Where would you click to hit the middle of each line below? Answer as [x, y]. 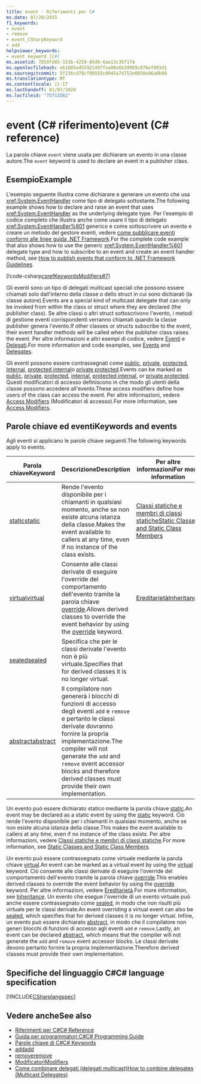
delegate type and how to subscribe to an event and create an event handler [100, 251]
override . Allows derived [95, 609]
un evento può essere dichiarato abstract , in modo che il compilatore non [96, 922]
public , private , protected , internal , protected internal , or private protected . [98, 376]
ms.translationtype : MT [36, 79]
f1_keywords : [22, 23]
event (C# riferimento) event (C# [88, 125]
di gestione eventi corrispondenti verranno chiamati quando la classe [91, 319]
